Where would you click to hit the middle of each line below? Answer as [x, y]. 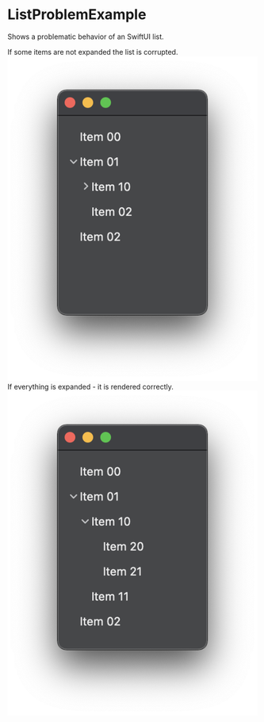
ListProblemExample [77, 15]
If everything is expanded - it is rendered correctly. [90, 387]
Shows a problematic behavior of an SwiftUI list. [86, 36]
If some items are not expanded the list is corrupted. [93, 52]
